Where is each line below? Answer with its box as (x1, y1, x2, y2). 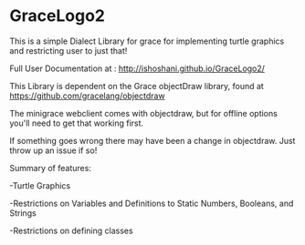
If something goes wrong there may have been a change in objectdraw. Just (9, 135, 296, 146)
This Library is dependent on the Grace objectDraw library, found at (9, 80, 265, 91)
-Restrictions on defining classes (9, 225, 134, 236)
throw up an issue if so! (9, 145, 98, 156)
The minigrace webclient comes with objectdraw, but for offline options (9, 107, 279, 118)
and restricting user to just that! (9, 45, 128, 56)
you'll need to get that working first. (9, 117, 144, 128)
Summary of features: (9, 162, 91, 173)
